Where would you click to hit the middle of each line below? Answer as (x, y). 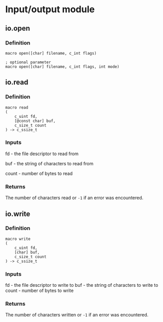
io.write (18, 214)
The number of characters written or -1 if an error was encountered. (77, 315)
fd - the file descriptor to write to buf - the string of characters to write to (82, 285)
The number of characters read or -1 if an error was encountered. (74, 198)
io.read (17, 82)
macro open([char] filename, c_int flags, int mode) (62, 67)
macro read (17, 107)
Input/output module (50, 9)
